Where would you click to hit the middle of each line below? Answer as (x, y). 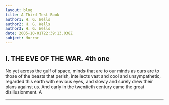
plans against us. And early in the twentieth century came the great (75, 87)
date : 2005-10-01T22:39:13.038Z (39, 33)
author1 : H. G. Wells (28, 19)
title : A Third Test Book (32, 15)
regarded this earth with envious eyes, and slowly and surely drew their (79, 81)
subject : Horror (22, 38)
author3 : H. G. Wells (28, 29)
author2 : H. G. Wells (28, 24)
